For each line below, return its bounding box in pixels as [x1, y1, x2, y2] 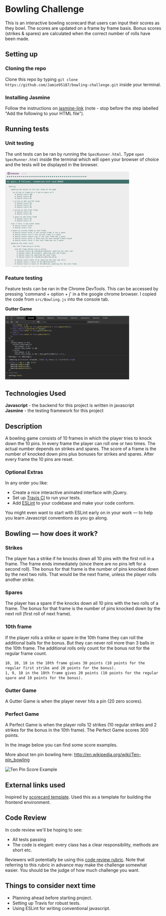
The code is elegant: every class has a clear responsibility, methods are [12, 842, 159, 848]
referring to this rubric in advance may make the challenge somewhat [5, 862, 147, 868]
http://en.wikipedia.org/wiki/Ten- [74, 752, 141, 758]
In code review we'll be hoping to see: [5, 827, 83, 833]
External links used [5, 781, 65, 789]
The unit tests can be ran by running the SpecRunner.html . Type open [5, 151, 144, 157]
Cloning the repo [5, 65, 46, 72]
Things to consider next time [5, 882, 96, 890]
